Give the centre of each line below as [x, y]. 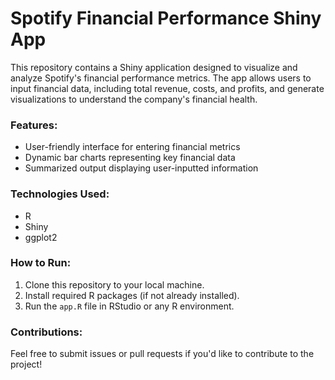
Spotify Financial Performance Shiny [166, 18]
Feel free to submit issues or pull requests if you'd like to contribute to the [162, 354]
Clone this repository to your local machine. [114, 284]
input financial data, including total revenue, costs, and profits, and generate [167, 88]
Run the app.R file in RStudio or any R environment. [129, 306]
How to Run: [41, 263]
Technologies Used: [60, 194]
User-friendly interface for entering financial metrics [132, 147]
